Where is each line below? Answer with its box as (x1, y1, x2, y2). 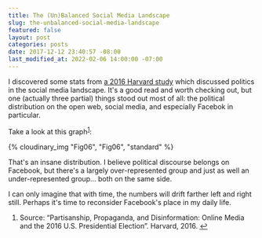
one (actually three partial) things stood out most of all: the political (8, 93, 225, 103)
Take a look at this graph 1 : (8, 125, 93, 136)
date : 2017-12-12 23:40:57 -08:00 (8, 48, 122, 56)
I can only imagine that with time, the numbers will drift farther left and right (8, 189, 253, 199)
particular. (8, 110, 41, 119)
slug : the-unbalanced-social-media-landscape (8, 19, 159, 27)
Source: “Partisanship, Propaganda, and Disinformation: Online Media (19, 213, 245, 222)
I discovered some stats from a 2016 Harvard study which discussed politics (8, 76, 255, 86)
